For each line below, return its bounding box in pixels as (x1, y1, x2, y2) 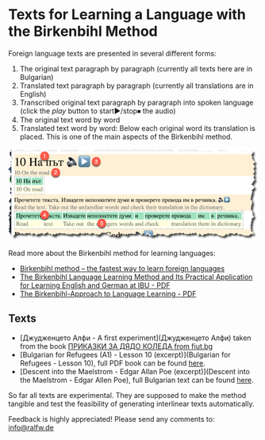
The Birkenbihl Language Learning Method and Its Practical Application (19, 272, 253, 282)
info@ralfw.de (8, 423, 54, 432)
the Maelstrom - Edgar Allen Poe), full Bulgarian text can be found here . (19, 375, 254, 385)
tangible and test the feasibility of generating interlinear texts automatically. (8, 399, 255, 408)
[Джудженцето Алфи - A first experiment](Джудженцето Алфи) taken (19, 333, 252, 342)
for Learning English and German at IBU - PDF (19, 281, 171, 290)
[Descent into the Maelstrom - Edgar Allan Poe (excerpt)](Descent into (19, 366, 250, 376)
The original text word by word (19, 115, 121, 124)
